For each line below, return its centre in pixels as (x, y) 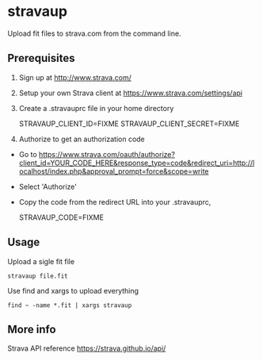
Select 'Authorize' (48, 186)
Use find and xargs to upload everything (73, 290)
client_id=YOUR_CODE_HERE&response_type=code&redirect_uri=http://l (137, 163)
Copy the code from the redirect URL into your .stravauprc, (115, 202)
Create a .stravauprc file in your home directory (96, 108)
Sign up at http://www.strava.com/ (75, 77)
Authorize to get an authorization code (82, 139)
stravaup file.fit (38, 276)
